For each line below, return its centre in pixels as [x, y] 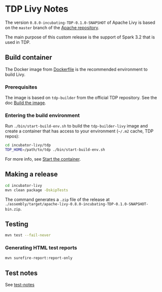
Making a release [32, 174]
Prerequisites [21, 87]
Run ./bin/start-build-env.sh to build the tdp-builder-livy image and [76, 126]
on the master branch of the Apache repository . [52, 27]
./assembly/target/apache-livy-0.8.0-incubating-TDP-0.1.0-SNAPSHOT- [77, 204]
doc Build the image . [25, 103]
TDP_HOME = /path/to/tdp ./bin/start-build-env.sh [55, 150]
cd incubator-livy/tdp [28, 145]
